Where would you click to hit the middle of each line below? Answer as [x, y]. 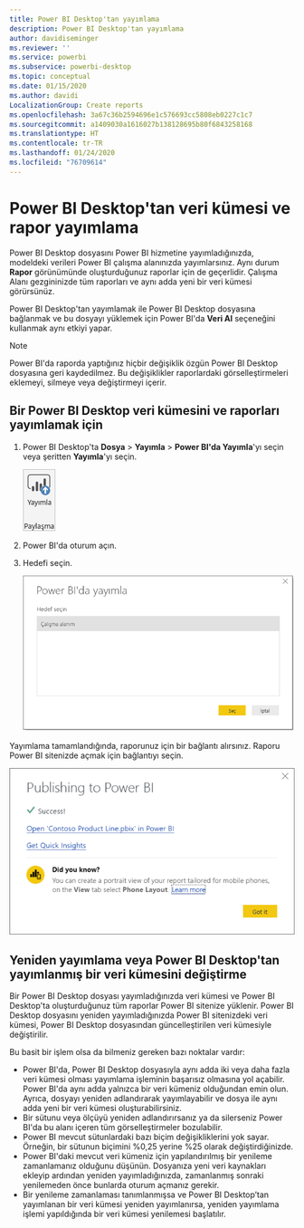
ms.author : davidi [44, 95]
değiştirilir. [29, 1034]
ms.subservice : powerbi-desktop [70, 67]
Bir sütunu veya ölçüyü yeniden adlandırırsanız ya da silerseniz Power [152, 1118]
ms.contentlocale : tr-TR [56, 144]
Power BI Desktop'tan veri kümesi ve [150, 208]
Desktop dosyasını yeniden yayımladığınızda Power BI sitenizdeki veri [139, 1015]
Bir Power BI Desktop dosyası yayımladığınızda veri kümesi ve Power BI [142, 995]
